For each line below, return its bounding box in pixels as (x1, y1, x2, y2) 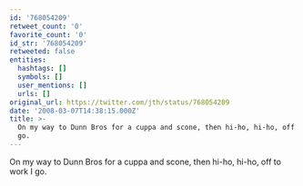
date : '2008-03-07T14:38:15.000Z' (9, 106, 141, 115)
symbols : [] (17, 73, 64, 82)
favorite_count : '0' (9, 30, 88, 39)
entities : (9, 55, 47, 64)
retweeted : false (9, 47, 76, 56)
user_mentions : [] (17, 81, 88, 90)
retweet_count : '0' (9, 22, 84, 31)
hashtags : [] (17, 64, 67, 73)
